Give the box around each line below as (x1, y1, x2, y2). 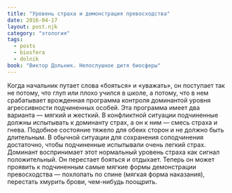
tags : (7, 36, 23, 43)
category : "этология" (7, 29, 71, 37)
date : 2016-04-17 (7, 17, 58, 24)
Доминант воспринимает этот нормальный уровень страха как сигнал (7, 148, 220, 156)
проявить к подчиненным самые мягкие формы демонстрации (7, 162, 197, 171)
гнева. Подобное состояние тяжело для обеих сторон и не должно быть (7, 125, 224, 134)
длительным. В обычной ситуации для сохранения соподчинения (7, 133, 204, 141)
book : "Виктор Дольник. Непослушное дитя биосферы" (7, 62, 161, 69)
